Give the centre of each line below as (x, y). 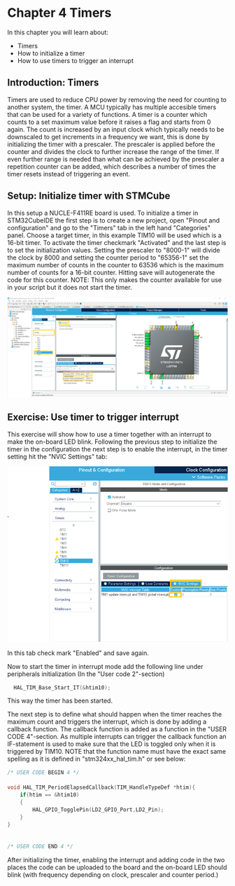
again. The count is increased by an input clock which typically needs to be (116, 129)
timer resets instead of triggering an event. (69, 174)
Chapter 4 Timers (59, 13)
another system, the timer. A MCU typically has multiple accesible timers (112, 107)
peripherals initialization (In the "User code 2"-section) (86, 674)
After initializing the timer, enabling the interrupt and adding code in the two (116, 860)
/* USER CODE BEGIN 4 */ (43, 773)
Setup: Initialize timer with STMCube (89, 196)
